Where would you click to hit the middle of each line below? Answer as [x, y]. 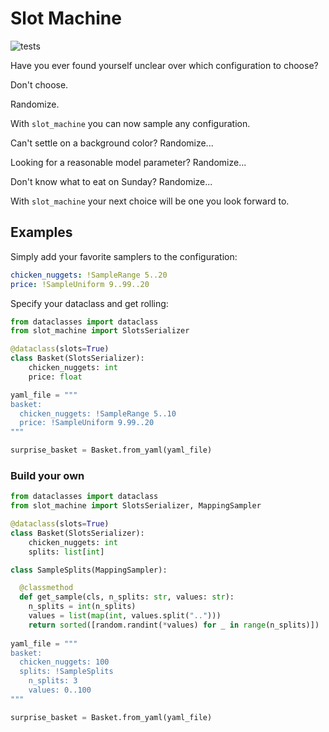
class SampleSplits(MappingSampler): [89, 570]
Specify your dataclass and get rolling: [89, 303]
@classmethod [46, 588]
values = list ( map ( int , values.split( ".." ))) [125, 616]
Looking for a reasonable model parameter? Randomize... [128, 162]
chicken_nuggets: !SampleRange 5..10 [98, 413]
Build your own [47, 475]
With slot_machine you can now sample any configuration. [130, 123]
